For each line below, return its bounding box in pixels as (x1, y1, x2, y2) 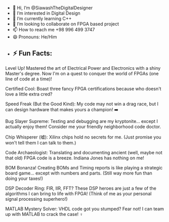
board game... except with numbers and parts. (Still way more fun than (5, 170, 153, 176)
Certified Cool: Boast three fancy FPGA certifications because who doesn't (5, 85, 161, 92)
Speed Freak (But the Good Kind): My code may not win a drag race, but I (5, 101, 158, 107)
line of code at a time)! (5, 76, 52, 82)
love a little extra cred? (5, 91, 53, 97)
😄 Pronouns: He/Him (12, 34, 57, 40)
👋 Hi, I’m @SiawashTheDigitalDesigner (12, 5, 93, 11)
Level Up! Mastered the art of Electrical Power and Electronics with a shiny (5, 65, 161, 71)
